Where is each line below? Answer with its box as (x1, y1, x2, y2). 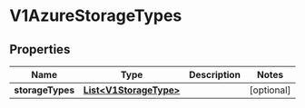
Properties (9, 42, 71, 57)
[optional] (249, 83, 291, 96)
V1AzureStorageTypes (9, 5, 182, 26)
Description (189, 69, 241, 81)
